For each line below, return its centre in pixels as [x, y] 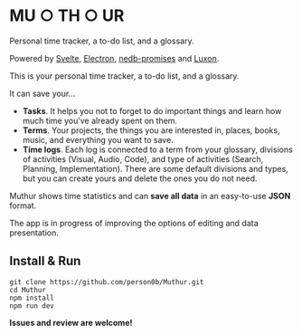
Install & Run [45, 261]
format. [23, 206]
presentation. [34, 233]
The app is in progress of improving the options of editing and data [134, 223]
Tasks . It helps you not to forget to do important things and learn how [152, 110]
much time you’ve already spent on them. [100, 120]
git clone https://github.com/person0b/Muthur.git [107, 282]
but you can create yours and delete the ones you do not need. [140, 178]
